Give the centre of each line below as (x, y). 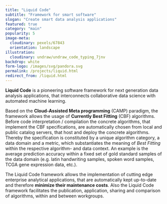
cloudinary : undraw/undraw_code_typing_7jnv (58, 57)
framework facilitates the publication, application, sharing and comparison (83, 190)
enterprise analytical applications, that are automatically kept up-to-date (81, 180)
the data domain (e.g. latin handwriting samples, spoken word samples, (80, 159)
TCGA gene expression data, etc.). (41, 165)
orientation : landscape (35, 48)
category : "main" (24, 29)
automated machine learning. (36, 101)
